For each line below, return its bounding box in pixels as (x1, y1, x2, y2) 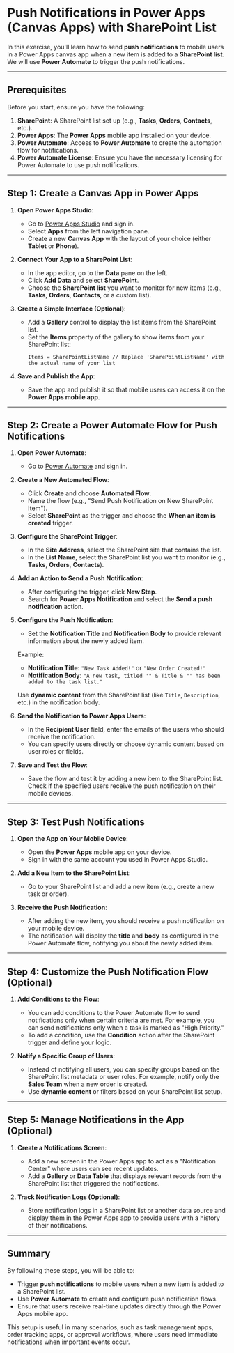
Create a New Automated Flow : (17, 476, 109, 484)
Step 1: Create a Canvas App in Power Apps (7, 187, 199, 199)
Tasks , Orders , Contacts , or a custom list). (27, 291, 152, 299)
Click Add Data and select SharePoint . (27, 276, 139, 284)
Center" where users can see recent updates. (27, 1164, 159, 1173)
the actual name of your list (27, 359, 116, 366)
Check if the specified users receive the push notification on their (27, 782, 216, 790)
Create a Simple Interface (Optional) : (17, 304, 127, 313)
